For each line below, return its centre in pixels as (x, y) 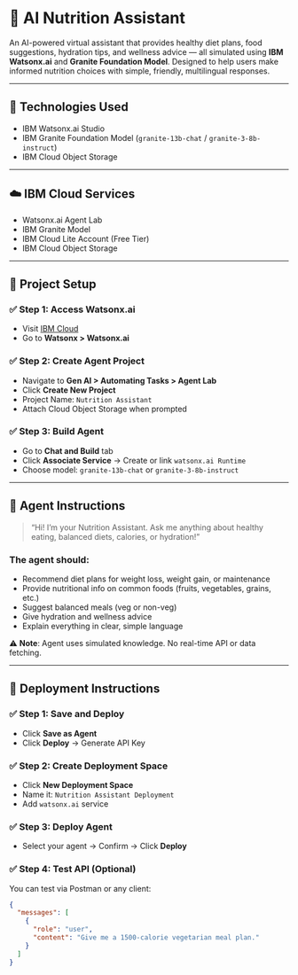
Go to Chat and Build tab (67, 450)
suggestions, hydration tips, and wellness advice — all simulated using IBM (146, 51)
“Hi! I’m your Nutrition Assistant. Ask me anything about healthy (147, 527)
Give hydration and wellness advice (87, 616)
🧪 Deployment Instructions (85, 689)
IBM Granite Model (56, 229)
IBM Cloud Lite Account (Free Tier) (86, 238)
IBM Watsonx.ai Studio (63, 129)
